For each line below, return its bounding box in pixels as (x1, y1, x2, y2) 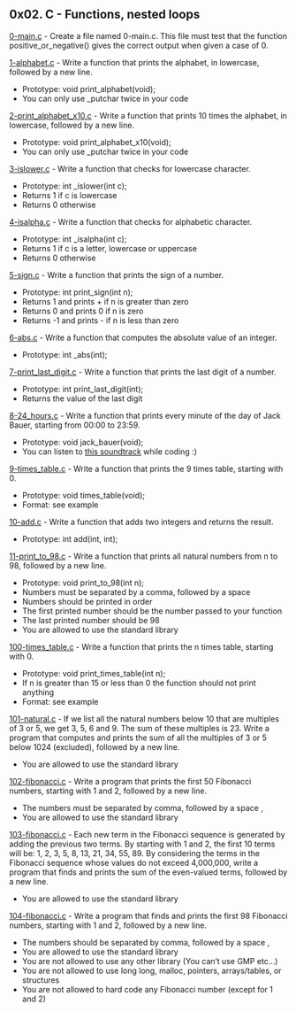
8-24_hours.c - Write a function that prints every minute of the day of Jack (9, 410, 281, 421)
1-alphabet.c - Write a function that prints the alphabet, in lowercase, (9, 57, 260, 67)
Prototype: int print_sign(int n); (21, 287, 133, 297)
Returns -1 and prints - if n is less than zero (21, 314, 179, 326)
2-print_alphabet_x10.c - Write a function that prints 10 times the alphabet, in (9, 110, 287, 120)
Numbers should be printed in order (21, 596, 153, 606)
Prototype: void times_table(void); (21, 490, 146, 500)
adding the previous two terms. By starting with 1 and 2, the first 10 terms (9, 838, 276, 849)
